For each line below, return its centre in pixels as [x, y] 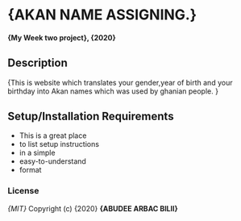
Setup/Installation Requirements [91, 116]
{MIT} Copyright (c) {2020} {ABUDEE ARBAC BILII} [93, 208]
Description [37, 63]
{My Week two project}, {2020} [62, 37]
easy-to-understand [52, 161]
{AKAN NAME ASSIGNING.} [102, 15]
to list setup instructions [59, 144]
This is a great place [53, 136]
